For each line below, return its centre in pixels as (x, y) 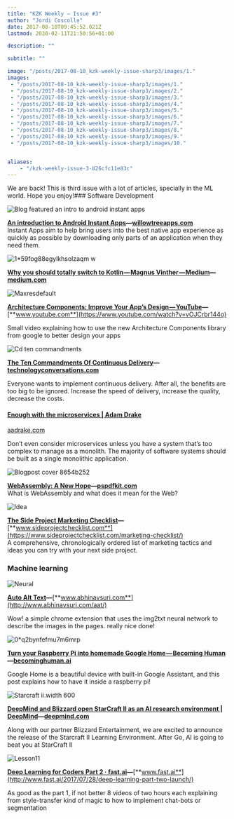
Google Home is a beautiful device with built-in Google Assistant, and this (113, 674)
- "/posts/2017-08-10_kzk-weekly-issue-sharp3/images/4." (97, 104)
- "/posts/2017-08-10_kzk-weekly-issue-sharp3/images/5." (97, 110)
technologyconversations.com (53, 370)
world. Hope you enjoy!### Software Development (81, 196)
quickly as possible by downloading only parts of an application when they (115, 238)
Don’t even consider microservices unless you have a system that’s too (110, 444)
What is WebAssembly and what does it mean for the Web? (93, 493)
